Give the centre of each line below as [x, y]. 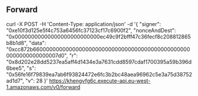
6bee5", [16, 68]
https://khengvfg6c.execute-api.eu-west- [100, 81]
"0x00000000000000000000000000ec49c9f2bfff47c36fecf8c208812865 [98, 36]
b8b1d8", [17, 43]
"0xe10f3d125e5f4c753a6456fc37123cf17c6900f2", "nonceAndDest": [91, 30]
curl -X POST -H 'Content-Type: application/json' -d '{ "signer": [84, 24]
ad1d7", [15, 81]
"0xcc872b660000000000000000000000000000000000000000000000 [98, 49]
